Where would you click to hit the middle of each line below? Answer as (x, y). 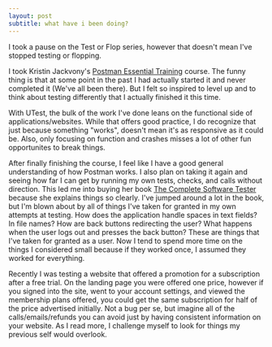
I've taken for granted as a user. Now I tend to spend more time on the (126, 241)
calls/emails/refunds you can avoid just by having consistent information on (135, 317)
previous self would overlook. (58, 334)
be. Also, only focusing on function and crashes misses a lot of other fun (130, 138)
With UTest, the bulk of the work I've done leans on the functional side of (131, 113)
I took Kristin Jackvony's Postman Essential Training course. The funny (127, 71)
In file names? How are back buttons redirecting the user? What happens (130, 223)
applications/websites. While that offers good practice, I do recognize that (132, 121)
